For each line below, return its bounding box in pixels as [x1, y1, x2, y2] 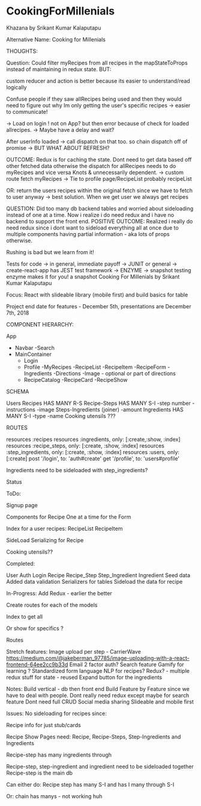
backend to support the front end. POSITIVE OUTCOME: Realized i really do [6, 217, 193, 225]
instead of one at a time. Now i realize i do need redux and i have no [6, 211, 175, 218]
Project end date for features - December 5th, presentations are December [6, 302, 191, 310]
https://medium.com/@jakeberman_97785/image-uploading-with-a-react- [6, 654, 190, 661]
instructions [6, 405, 36, 413]
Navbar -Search [14, 344, 55, 351]
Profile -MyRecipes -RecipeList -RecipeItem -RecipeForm [23, 363, 166, 370]
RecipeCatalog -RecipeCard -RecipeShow [23, 376, 128, 383]
